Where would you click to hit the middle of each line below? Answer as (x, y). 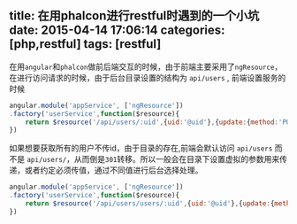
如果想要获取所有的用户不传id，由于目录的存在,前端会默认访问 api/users (141, 148)
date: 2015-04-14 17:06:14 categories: (117, 31)
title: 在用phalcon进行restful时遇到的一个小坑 (134, 16)
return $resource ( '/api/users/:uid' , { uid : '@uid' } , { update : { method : (152, 122)
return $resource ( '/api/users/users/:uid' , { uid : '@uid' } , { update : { (150, 204)
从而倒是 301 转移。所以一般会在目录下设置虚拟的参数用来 (177, 159)
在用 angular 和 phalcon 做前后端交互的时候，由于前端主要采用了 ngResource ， (146, 66)
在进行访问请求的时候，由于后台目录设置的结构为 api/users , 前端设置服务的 (148, 77)
